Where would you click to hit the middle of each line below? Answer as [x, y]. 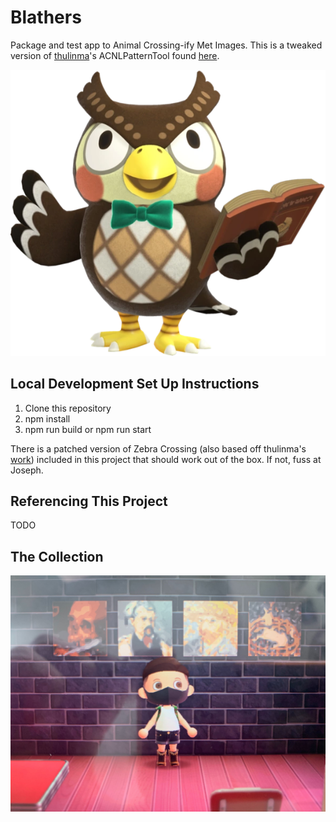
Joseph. [27, 470]
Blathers [46, 17]
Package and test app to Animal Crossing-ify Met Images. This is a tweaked [166, 45]
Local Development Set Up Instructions [135, 384]
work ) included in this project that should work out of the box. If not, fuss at [166, 459]
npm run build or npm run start [88, 429]
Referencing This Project [89, 501]
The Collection [57, 556]
